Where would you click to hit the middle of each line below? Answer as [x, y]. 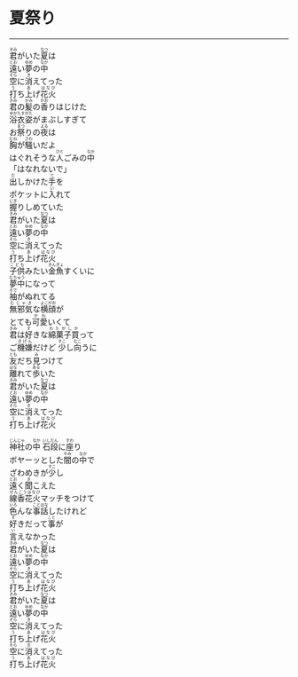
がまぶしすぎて [59, 119]
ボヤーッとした [36, 460]
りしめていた [40, 207]
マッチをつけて [67, 499]
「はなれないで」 [40, 169]
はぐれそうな [32, 157]
